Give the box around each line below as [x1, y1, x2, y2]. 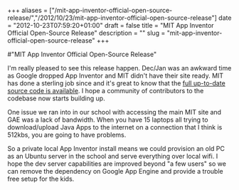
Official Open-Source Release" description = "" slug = [7, 28, 166, 37]
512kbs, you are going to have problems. [7, 131, 127, 139]
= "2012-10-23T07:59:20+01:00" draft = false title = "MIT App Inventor [7, 21, 215, 29]
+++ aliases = [7, 6, 48, 14]
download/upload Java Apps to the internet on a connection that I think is [7, 123, 223, 131]
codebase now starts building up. [7, 94, 105, 102]
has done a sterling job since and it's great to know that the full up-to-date [7, 79, 225, 88]
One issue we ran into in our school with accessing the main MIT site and [7, 108, 222, 116]
